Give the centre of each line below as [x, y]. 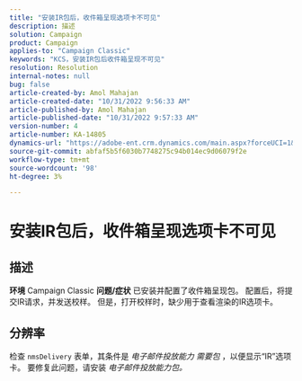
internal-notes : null [50, 76]
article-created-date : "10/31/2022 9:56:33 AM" [100, 101]
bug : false [30, 84]
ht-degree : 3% [36, 176]
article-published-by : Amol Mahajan [78, 110]
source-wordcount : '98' [54, 168]
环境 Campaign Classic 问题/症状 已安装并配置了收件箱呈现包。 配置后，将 [147, 291]
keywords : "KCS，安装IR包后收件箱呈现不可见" [87, 59]
